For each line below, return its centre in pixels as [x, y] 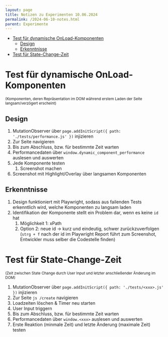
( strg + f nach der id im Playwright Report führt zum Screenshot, [88, 234]
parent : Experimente [27, 24]
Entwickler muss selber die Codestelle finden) [68, 239]
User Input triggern [32, 308]
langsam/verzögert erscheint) [31, 103]
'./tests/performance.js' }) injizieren [53, 136]
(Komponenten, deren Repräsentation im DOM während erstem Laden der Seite [74, 99]
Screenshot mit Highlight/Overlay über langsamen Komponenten [79, 174]
